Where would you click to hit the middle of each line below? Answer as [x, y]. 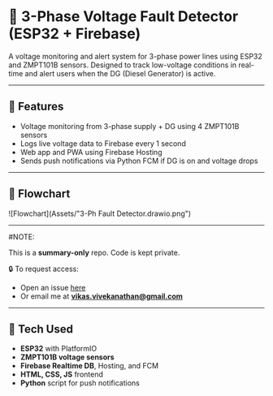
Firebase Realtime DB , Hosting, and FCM [89, 366]
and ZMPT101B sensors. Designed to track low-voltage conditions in [123, 65]
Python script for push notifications [80, 383]
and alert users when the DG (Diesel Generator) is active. [120, 73]
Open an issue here [53, 287]
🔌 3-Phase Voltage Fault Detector [123, 17]
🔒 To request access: [43, 269]
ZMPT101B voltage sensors [67, 357]
